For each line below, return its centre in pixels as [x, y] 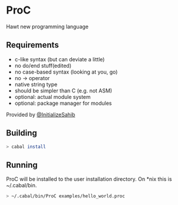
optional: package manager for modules [63, 103]
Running [22, 165]
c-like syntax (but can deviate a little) [60, 59]
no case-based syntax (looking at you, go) [66, 72]
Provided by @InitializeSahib [41, 114]
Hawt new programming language [47, 27]
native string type [36, 84]
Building [22, 133]
